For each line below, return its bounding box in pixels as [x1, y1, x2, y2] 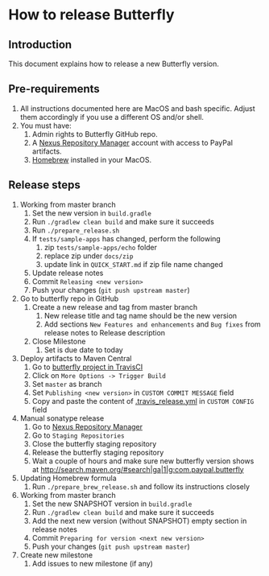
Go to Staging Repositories [31, 430, 125, 440]
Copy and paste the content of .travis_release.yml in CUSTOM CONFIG [31, 396, 255, 405]
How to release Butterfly [8, 6, 175, 24]
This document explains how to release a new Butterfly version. [8, 59, 220, 68]
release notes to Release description [43, 327, 166, 337]
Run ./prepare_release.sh [31, 225, 120, 235]
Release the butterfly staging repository [31, 447, 164, 457]
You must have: [19, 121, 72, 130]
